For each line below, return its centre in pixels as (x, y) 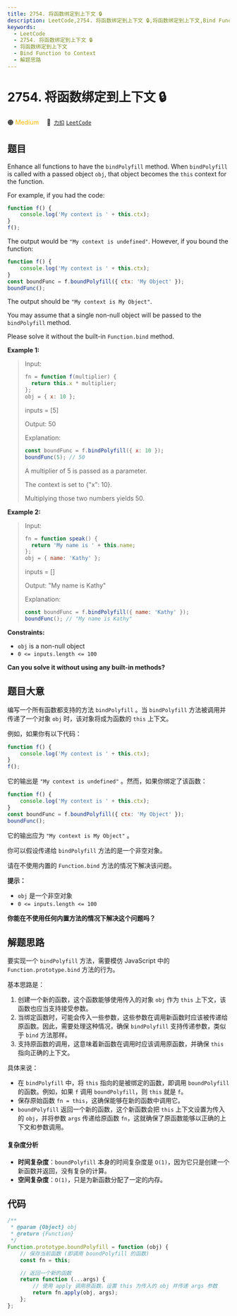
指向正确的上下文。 (45, 1053)
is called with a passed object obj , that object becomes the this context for (117, 173)
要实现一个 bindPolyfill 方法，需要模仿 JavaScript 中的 (89, 961)
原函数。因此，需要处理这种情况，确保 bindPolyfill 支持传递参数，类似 (122, 1026)
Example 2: (24, 512)
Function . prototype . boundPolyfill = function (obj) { (88, 1247)
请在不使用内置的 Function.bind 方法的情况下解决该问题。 (91, 865)
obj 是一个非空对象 (45, 896)
